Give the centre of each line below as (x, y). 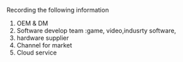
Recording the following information (58, 10)
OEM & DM (32, 23)
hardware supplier (43, 38)
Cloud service (37, 52)
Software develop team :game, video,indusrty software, (96, 31)
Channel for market (44, 45)
